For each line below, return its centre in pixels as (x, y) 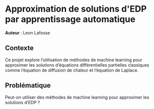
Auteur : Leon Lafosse (28, 33)
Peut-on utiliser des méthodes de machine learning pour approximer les (77, 97)
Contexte (19, 48)
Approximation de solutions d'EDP (76, 9)
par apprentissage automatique (70, 19)
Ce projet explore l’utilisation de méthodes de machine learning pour (74, 60)
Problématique (28, 85)
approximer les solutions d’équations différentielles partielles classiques (77, 65)
